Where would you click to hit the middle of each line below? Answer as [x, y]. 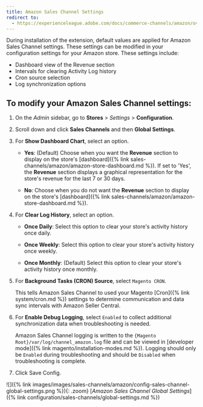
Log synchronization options [50, 84]
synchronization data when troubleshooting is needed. [83, 324]
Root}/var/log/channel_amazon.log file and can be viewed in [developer [105, 342]
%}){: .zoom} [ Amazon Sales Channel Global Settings [123, 391]
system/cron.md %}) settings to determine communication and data [99, 299]
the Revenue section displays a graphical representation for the [103, 172]
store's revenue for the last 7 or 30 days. [75, 178]
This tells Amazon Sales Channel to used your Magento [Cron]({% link [102, 293]
